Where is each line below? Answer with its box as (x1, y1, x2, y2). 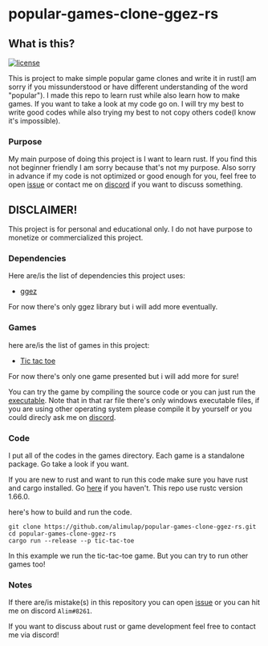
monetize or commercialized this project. (8, 233, 144, 243)
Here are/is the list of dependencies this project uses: (8, 271, 186, 281)
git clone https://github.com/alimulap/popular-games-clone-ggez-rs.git (8, 523, 257, 531)
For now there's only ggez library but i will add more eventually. (8, 302, 218, 312)
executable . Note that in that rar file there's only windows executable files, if (8, 395, 260, 405)
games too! (8, 559, 46, 569)
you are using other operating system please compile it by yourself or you (8, 404, 253, 414)
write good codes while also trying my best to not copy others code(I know (8, 107, 257, 117)
